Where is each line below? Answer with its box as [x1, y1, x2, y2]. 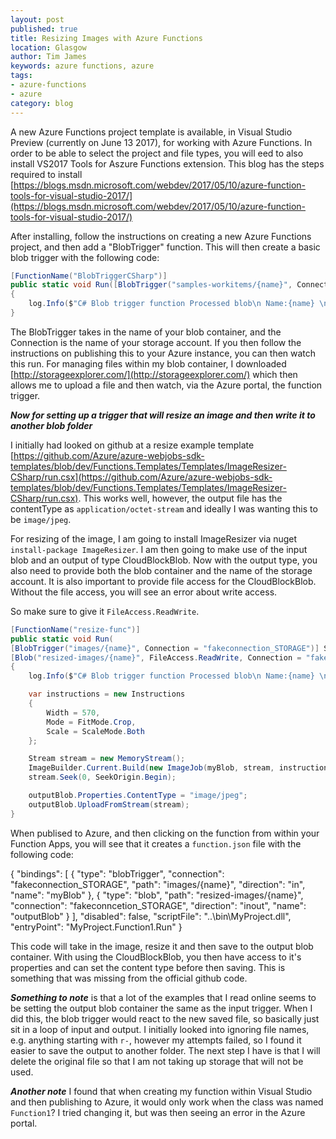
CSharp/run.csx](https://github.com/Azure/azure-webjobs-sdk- [10, 471, 273, 483]
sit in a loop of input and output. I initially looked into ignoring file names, [10, 1023, 310, 1035]
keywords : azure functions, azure [10, 61, 155, 71]
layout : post [10, 14, 65, 25]
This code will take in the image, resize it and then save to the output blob [10, 940, 314, 952]
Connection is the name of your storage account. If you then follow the [10, 336, 302, 348]
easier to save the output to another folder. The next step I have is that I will [10, 1044, 321, 1056]
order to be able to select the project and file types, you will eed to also [10, 147, 304, 159]
